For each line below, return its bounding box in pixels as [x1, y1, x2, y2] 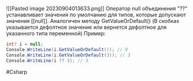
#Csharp [6, 68, 28, 75]
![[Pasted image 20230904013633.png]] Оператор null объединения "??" [6, 5, 188, 12]
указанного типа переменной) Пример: [6, 30, 106, 37]
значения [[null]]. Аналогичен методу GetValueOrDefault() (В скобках [6, 18, 180, 24]
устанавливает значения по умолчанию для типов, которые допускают [6, 11, 187, 18]
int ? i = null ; [6, 41, 44, 47]
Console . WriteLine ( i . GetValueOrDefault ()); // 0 [6, 46, 128, 52]
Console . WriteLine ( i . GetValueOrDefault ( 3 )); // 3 [6, 52, 131, 58]
